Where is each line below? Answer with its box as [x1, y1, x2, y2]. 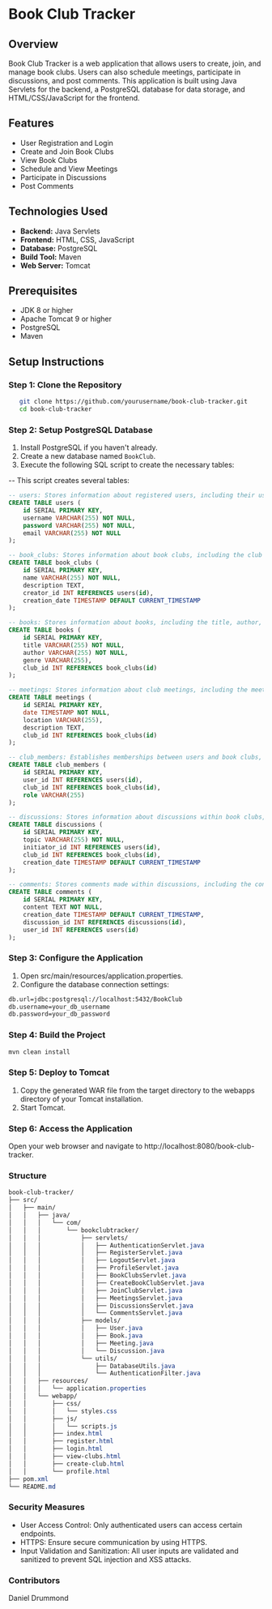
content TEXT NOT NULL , [23, 903, 104, 912]
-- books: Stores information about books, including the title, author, [8, 618, 263, 627]
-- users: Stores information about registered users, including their [8, 491, 255, 499]
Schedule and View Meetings [19, 164, 118, 173]
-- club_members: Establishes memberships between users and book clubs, [8, 753, 263, 762]
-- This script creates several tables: [8, 476, 130, 486]
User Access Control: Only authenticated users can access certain [19, 1520, 243, 1530]
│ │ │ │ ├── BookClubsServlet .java [8, 1272, 186, 1280]
